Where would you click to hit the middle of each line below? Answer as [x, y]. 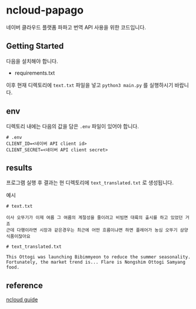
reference [24, 285]
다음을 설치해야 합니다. [32, 61]
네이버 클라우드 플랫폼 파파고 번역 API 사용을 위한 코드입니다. [76, 27]
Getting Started [35, 46]
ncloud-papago [45, 10]
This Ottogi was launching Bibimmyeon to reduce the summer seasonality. [99, 257]
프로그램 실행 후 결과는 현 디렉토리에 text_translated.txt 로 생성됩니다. [90, 182]
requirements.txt [35, 73]
